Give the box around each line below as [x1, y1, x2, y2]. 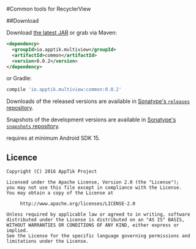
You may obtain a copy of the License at [6, 190, 114, 196]
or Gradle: [6, 75, 32, 82]
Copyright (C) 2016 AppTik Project [6, 169, 97, 175]
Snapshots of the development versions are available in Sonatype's [6, 116, 176, 123]
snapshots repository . [6, 123, 60, 130]
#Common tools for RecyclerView [6, 6, 91, 12]
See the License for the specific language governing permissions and [6, 233, 190, 239]
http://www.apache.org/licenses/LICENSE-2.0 [20, 201, 136, 207]
